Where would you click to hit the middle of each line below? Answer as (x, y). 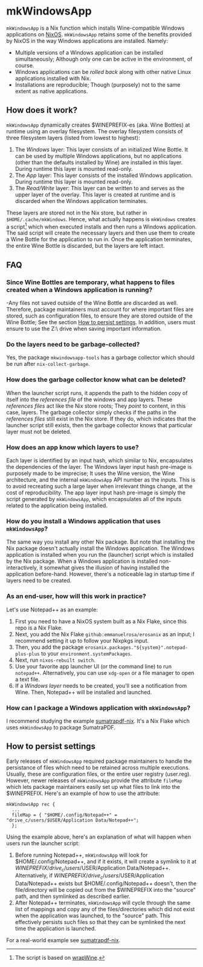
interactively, (22, 568)
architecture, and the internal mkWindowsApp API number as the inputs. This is (101, 479)
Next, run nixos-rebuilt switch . (55, 660)
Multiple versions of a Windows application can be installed (89, 52)
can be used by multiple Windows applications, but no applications (98, 156)
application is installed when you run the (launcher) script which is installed (100, 555)
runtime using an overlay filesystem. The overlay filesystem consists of (95, 131)
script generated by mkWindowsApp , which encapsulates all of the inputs (94, 499)
